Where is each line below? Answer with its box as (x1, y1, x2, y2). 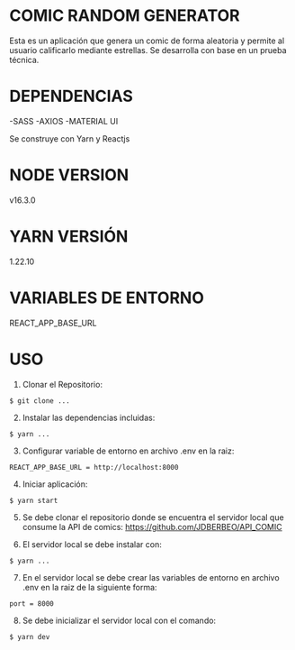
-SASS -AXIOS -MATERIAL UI (9, 115, 119, 126)
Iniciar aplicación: (22, 479, 88, 490)
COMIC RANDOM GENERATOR (9, 5, 240, 26)
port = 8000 (9, 599, 54, 609)
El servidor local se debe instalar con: (22, 538, 162, 550)
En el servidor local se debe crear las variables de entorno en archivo (22, 572, 281, 582)
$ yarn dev (9, 632, 50, 641)
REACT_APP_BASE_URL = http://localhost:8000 (9, 462, 179, 471)
